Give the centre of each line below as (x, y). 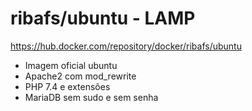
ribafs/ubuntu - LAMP (103, 18)
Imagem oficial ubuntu (71, 65)
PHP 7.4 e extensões (67, 86)
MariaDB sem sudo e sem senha (91, 97)
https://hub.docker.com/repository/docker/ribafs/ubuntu (126, 46)
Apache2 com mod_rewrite (80, 76)
